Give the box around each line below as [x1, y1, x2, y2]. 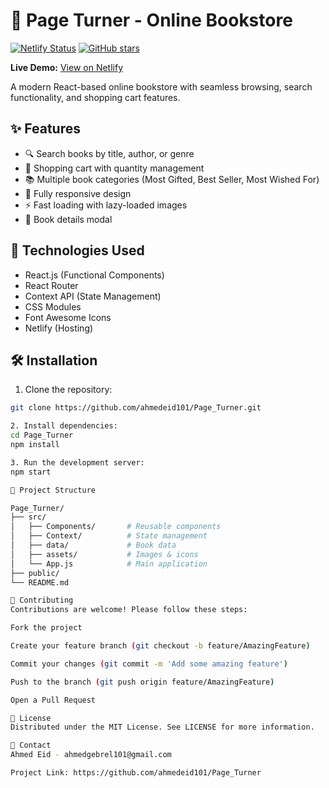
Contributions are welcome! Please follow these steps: [10, 605, 248, 615]
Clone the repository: [24, 384, 113, 396]
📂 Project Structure [10, 485, 97, 495]
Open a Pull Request [10, 695, 97, 705]
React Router [24, 279, 79, 291]
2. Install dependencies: [10, 421, 118, 431]
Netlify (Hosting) [24, 322, 94, 334]
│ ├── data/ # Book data [10, 540, 177, 550]
